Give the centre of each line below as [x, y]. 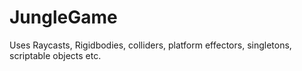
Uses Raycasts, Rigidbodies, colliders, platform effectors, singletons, [150, 45]
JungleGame [63, 17]
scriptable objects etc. [55, 55]
